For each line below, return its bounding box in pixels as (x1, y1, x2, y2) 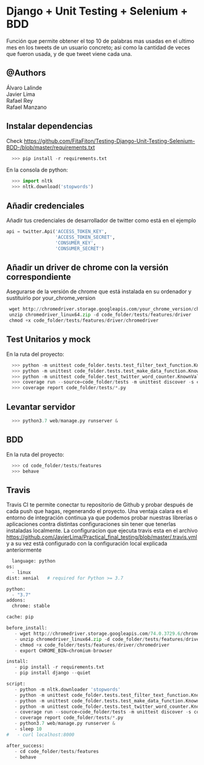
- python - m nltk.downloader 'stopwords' (14, 686, 121, 693)
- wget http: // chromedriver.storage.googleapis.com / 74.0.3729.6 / (14, 631, 183, 637)
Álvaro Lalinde (6, 84, 42, 91)
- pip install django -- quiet (14, 670, 91, 676)
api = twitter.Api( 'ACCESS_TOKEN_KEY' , (6, 229, 107, 235)
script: (6, 681, 26, 687)
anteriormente (6, 546, 42, 554)
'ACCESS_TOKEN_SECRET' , (55, 234, 115, 240)
